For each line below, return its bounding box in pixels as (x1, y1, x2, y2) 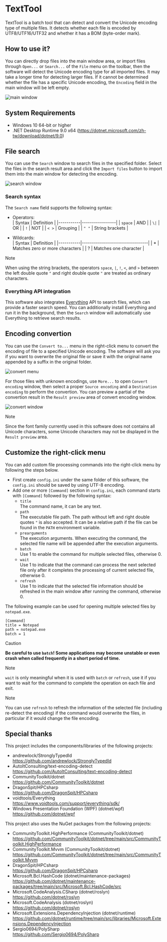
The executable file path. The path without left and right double (19, 514, 150, 520)
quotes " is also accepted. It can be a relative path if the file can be (19, 519, 158, 525)
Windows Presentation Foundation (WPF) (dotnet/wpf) (12, 806, 125, 812)
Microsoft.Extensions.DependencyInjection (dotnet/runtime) (12, 910, 136, 916)
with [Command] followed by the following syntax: (12, 492, 112, 498)
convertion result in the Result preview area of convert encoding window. (5, 394, 157, 400)
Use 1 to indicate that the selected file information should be (19, 583, 144, 589)
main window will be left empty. (5, 85, 70, 91)
